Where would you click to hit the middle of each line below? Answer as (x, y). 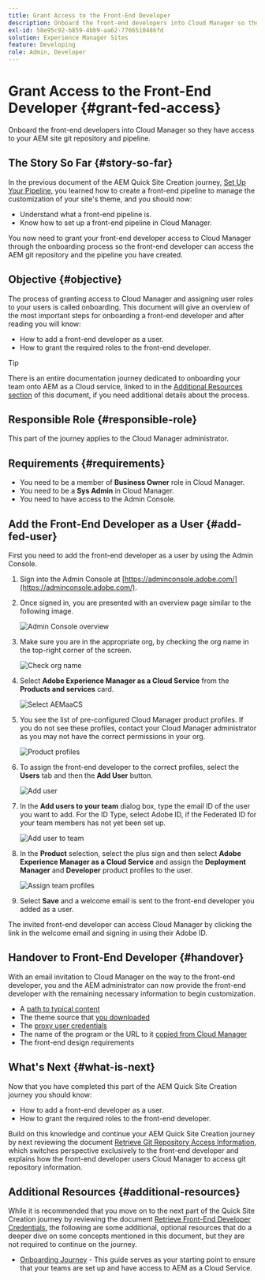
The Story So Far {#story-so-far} (91, 163)
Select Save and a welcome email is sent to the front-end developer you (137, 901)
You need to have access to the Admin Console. (97, 499)
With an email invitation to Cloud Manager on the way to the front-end (121, 977)
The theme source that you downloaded (84, 1017)
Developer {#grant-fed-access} (115, 108)
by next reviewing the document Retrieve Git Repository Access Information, (132, 1142)
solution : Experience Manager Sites (68, 38)
